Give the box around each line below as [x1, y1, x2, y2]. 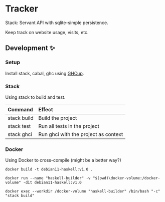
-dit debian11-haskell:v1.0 [23, 180, 82, 185]
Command [8, 106, 34, 113]
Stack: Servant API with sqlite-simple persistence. [5, 20, 109, 26]
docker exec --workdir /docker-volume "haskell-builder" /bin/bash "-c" [5, 189, 160, 194]
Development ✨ [5, 44, 55, 53]
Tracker [5, 3, 39, 15]
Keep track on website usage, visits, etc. [5, 29, 89, 35]
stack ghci [8, 131, 33, 138]
